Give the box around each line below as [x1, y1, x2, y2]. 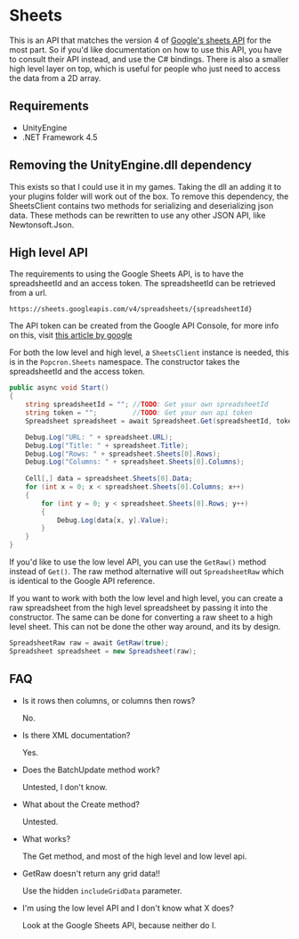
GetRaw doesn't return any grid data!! [21, 868, 161, 878]
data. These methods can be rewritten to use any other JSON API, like [9, 210, 266, 220]
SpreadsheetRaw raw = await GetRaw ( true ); [9, 638, 169, 647]
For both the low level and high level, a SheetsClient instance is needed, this [9, 347, 289, 358]
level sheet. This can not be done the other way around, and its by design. [9, 622, 281, 631]
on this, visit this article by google [9, 330, 133, 341]
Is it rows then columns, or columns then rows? [21, 695, 196, 705]
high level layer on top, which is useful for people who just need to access [9, 63, 281, 74]
